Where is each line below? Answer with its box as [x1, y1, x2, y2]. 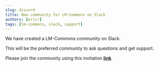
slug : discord [5, 7, 36, 13]
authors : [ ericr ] [5, 17, 42, 22]
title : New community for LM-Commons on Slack [5, 12, 106, 17]
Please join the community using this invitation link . [5, 55, 113, 61]
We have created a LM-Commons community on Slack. [5, 36, 121, 42]
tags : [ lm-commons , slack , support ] [5, 21, 83, 27]
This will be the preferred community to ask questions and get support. [5, 45, 154, 51]
